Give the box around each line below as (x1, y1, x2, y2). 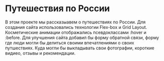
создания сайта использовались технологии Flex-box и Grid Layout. (5, 24, 147, 30)
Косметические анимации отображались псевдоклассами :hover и (5, 29, 146, 35)
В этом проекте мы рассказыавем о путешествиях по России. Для (5, 19, 146, 25)
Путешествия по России (5, 3, 110, 14)
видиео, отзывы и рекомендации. (5, 50, 76, 56)
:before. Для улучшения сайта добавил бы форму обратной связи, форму (5, 35, 160, 41)
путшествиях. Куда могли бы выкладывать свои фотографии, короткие (5, 45, 155, 51)
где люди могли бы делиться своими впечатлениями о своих (5, 40, 135, 45)
